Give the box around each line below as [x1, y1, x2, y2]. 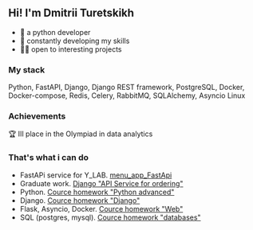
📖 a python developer [19, 27, 91, 37]
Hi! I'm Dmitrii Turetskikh [8, 6, 134, 20]
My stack [8, 64, 45, 75]
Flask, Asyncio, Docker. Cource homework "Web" [19, 204, 184, 213]
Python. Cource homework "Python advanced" [19, 187, 175, 197]
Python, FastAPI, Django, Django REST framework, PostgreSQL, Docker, [8, 83, 245, 92]
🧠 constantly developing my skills [19, 36, 130, 45]
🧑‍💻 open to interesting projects [19, 44, 122, 54]
